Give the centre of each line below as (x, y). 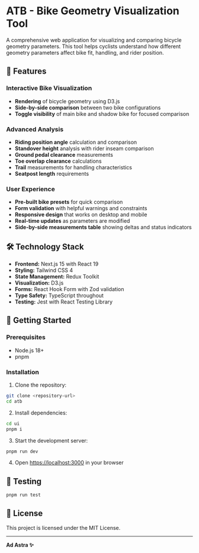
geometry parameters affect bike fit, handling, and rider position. (85, 52)
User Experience (31, 189)
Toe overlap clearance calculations (58, 161)
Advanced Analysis (35, 129)
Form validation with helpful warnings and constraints (81, 208)
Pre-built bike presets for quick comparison (69, 202)
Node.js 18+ (29, 350)
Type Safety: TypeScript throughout (59, 296)
